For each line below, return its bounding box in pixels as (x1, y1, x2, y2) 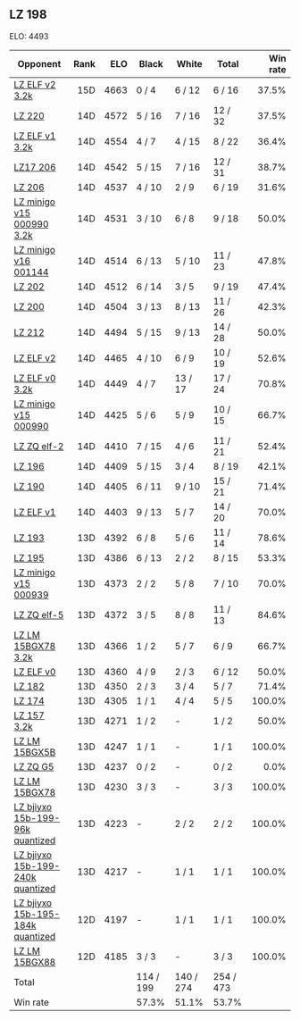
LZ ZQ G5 (13, 760, 54, 773)
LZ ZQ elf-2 (13, 439, 64, 452)
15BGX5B (13, 746, 56, 758)
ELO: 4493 (9, 30, 49, 41)
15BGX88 (13, 956, 56, 968)
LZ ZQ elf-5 (13, 608, 64, 621)
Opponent (17, 57, 62, 70)
